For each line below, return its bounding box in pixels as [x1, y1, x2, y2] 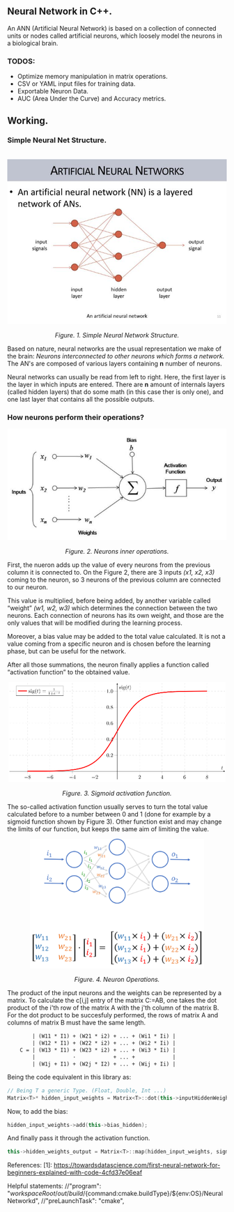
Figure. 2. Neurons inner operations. [65, 547, 169, 556]
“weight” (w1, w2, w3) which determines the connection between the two [7, 604, 218, 612]
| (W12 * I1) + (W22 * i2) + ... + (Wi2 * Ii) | [32, 1039, 176, 1047]
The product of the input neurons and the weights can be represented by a [7, 988, 221, 997]
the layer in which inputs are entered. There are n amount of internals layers [7, 380, 225, 388]
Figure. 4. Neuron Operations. [74, 975, 160, 983]
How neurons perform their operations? [7, 412, 145, 422]
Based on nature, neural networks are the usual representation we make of [7, 344, 221, 353]
